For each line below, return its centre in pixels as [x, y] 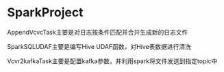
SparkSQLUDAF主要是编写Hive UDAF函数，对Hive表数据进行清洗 [99, 46]
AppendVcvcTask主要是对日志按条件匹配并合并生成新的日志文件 [98, 32]
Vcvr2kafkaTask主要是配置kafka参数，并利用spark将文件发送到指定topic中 [112, 61]
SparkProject [45, 13]
